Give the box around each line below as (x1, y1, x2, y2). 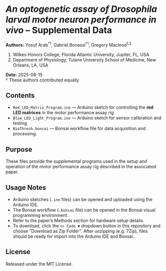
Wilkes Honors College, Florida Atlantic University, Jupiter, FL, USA (12, 51, 150, 58)
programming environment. (12, 212, 69, 218)
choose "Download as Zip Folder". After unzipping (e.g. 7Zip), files (12, 228, 148, 234)
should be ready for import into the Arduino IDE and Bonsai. (12, 233, 134, 239)
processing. (12, 131, 38, 137)
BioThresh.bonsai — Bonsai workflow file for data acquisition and (12, 126, 146, 132)
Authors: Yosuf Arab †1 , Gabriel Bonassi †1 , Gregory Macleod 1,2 (5, 41, 131, 48)
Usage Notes (5, 183, 46, 192)
